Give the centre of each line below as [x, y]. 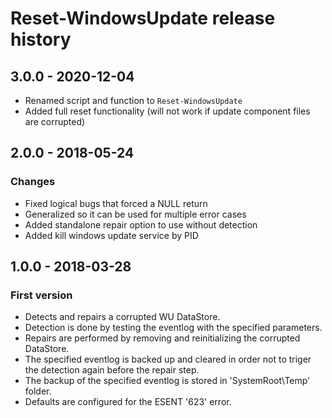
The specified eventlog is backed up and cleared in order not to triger [168, 359]
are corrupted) [55, 121]
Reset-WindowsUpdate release [143, 18]
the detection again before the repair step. [112, 370]
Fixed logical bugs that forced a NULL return [116, 203]
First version [41, 295]
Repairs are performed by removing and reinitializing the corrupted [162, 338]
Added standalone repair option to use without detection [141, 224]
